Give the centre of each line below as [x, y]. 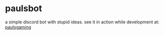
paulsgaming [18, 27]
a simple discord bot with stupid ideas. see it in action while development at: [82, 22]
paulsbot [24, 9]
